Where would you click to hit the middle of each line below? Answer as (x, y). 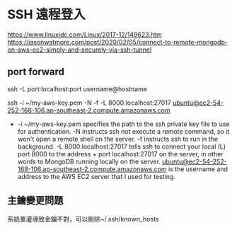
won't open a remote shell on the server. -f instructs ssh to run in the (117, 139)
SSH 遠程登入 (47, 15)
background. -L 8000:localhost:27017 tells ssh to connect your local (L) (122, 146)
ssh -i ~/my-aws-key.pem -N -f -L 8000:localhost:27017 (89, 103)
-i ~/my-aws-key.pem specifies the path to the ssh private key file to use (123, 124)
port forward (36, 72)
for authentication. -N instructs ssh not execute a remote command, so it (123, 131)
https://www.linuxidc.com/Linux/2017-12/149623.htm (85, 34)
